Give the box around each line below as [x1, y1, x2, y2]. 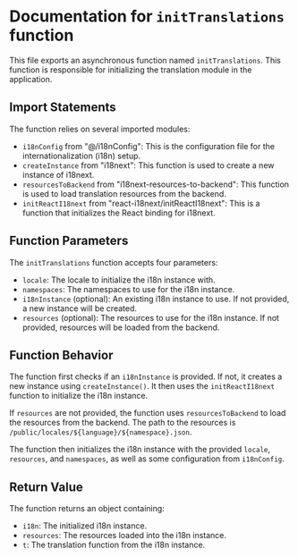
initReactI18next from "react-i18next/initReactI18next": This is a [21, 198, 260, 208]
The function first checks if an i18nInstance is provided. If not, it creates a [9, 371, 283, 382]
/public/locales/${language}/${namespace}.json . [9, 426, 192, 437]
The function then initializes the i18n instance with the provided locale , [9, 444, 271, 455]
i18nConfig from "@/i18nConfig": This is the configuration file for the [21, 140, 276, 151]
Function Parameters [9, 233, 129, 249]
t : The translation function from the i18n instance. [21, 539, 206, 551]
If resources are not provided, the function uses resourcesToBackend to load [9, 408, 286, 418]
